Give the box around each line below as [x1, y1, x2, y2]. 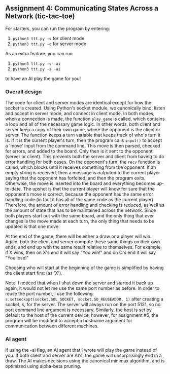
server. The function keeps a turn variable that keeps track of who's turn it [5, 132, 161, 138]
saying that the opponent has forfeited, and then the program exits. [5, 175, 146, 181]
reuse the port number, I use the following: [5, 291, 94, 297]
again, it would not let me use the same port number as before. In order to [5, 285, 160, 291]
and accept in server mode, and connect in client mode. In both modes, [5, 110, 155, 117]
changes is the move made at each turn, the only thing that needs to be [5, 218, 155, 225]
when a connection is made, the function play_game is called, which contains [5, 116, 165, 122]
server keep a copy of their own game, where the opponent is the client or [5, 127, 161, 133]
